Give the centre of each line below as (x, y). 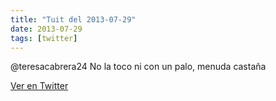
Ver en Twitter (39, 86)
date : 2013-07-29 (46, 29)
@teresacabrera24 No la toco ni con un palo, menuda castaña (138, 67)
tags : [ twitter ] (44, 38)
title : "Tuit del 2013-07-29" (73, 19)
